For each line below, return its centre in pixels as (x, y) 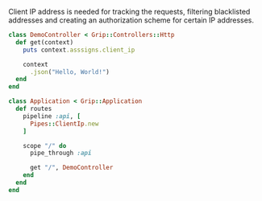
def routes (34, 109)
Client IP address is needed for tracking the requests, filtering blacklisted (129, 12)
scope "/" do (45, 146)
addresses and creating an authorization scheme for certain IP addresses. (131, 20)
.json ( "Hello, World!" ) (70, 72)
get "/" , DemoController (71, 168)
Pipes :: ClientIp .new (64, 124)
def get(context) (45, 42)
